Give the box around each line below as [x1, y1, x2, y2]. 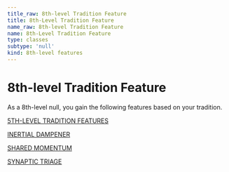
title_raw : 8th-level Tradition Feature [7, 10, 127, 18]
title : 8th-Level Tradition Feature [7, 17, 114, 24]
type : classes [7, 37, 49, 44]
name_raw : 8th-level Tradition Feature [7, 23, 124, 30]
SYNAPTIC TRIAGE [7, 157, 62, 166]
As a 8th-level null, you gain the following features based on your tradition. [7, 102, 223, 111]
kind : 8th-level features [7, 50, 83, 57]
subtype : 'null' [7, 43, 55, 50]
